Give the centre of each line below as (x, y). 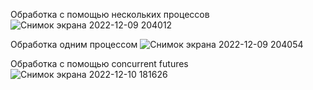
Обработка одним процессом (74, 44)
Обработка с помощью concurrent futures (99, 63)
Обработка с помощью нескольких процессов (110, 14)
